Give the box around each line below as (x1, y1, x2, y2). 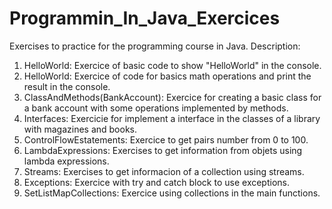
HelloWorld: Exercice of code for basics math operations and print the (23, 70, 312, 82)
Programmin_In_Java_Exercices (9, 7, 281, 30)
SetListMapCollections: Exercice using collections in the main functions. (23, 187, 321, 199)
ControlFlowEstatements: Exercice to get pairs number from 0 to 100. (23, 133, 309, 146)
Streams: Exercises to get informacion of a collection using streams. (23, 165, 305, 177)
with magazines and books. (23, 123, 138, 135)
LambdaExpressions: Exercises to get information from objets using (23, 144, 303, 156)
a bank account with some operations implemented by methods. (23, 102, 289, 114)
